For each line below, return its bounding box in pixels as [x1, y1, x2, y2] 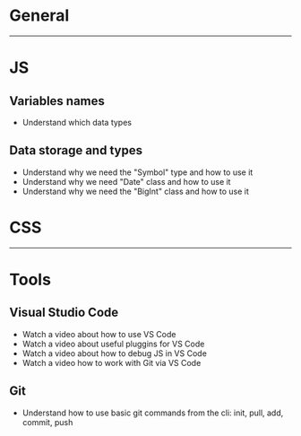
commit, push [21, 416, 73, 427]
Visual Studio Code [9, 305, 119, 320]
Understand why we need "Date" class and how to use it [21, 176, 231, 187]
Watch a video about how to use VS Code [21, 328, 176, 339]
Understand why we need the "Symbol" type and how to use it [21, 167, 254, 178]
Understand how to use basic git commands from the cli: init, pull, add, [21, 407, 284, 418]
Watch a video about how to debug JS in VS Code [21, 347, 208, 359]
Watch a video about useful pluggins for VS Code [21, 338, 205, 349]
